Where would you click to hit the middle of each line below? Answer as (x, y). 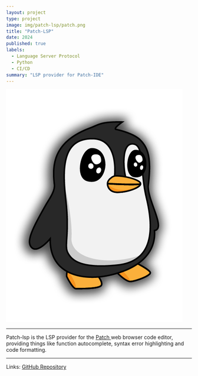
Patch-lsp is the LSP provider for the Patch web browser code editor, (90, 338)
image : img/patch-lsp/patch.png (46, 25)
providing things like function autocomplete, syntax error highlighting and (95, 343)
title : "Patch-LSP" (30, 31)
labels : (16, 50)
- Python (22, 62)
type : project (24, 19)
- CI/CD (21, 69)
